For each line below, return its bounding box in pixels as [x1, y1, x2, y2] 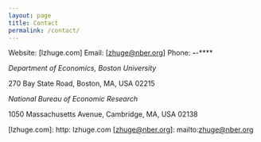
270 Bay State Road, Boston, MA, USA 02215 [8, 79, 155, 88]
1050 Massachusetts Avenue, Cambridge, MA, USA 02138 [8, 109, 199, 119]
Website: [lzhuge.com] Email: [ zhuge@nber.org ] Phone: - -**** [8, 48, 213, 58]
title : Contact [8, 19, 59, 27]
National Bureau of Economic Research [8, 94, 138, 104]
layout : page [8, 11, 52, 20]
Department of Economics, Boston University [8, 63, 157, 73]
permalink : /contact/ [8, 26, 80, 34]
